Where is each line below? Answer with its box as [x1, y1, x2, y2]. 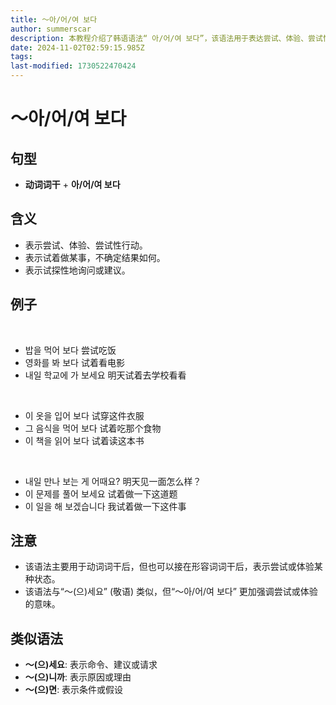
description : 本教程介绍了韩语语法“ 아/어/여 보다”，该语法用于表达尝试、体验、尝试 [10, 33, 323, 43]
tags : [10, 52, 33, 62]
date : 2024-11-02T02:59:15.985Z [10, 42, 145, 53]
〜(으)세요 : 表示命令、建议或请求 [24, 659, 158, 671]
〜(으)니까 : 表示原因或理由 [24, 671, 132, 683]
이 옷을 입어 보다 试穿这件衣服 [24, 409, 145, 421]
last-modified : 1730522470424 [10, 61, 137, 71]
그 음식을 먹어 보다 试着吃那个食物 [24, 422, 162, 434]
